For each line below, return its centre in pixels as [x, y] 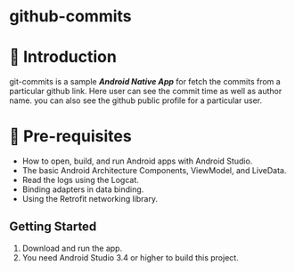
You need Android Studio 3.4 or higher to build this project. [130, 257]
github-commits [70, 16]
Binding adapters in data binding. [83, 189]
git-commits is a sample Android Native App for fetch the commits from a [145, 82]
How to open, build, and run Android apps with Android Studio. [137, 161]
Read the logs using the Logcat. [81, 180]
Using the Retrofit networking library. [90, 199]
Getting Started [53, 227]
